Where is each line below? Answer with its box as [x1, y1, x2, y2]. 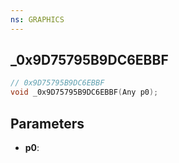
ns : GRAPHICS [10, 14, 65, 25]
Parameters [10, 115, 85, 132]
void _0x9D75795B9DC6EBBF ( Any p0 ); [10, 87, 159, 98]
